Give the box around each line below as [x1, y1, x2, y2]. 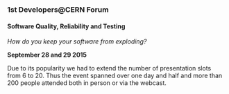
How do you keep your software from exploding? [7, 37, 147, 46]
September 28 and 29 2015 [7, 50, 87, 59]
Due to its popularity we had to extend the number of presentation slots [7, 64, 212, 73]
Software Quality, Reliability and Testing [7, 22, 126, 30]
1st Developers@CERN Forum [7, 5, 109, 15]
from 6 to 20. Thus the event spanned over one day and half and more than [7, 71, 223, 80]
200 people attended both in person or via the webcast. [7, 79, 167, 87]
